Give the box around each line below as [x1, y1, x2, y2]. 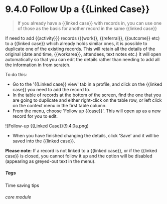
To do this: [5, 71, 27, 77]
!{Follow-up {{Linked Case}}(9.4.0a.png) [5, 123, 89, 129]
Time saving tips [5, 182, 39, 188]
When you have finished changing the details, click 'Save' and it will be [12, 132, 159, 138]
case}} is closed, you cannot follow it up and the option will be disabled [5, 153, 152, 159]
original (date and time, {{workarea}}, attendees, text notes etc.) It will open [5, 51, 161, 57]
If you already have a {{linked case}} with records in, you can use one [17, 20, 162, 26]
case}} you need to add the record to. [12, 86, 91, 92]
